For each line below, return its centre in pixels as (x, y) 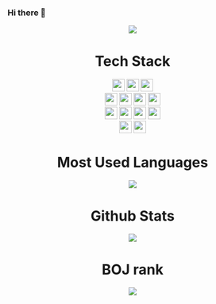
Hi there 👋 (27, 13)
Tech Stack (133, 62)
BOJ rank (133, 270)
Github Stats (133, 216)
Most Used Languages (133, 163)
